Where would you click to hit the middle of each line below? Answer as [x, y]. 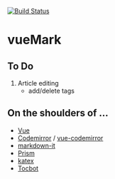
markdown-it [36, 145]
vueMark [34, 40]
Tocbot [28, 168]
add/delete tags [51, 91]
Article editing [38, 83]
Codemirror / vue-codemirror [60, 138]
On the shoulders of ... [58, 113]
